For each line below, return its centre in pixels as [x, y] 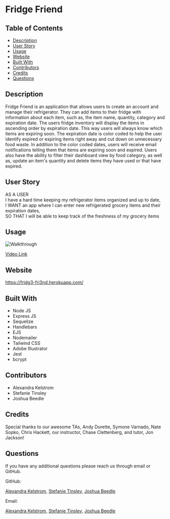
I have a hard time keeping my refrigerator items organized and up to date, [83, 200]
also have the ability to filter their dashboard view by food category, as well [84, 155]
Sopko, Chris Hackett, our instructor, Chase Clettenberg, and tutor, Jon [79, 432]
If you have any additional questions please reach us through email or [78, 466]
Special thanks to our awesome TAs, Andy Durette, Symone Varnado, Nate [83, 427]
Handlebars [25, 327]
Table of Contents [34, 28]
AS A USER [17, 194]
